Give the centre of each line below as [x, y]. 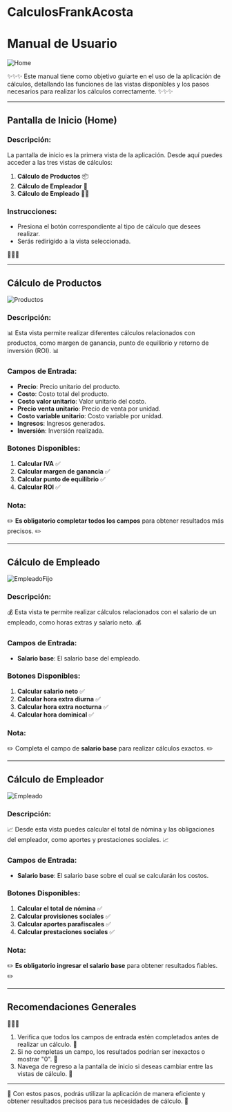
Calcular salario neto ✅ [51, 691]
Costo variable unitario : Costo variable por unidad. [90, 415]
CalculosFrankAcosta [70, 12]
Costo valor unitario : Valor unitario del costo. [82, 401]
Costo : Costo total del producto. [63, 394]
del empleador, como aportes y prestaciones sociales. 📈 [88, 840]
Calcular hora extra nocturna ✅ [63, 706]
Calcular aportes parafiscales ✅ [64, 924]
